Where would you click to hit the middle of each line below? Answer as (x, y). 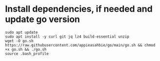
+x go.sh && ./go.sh (26, 49)
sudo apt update (21, 32)
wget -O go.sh (19, 41)
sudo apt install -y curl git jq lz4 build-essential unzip (67, 37)
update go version (43, 19)
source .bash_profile (27, 54)
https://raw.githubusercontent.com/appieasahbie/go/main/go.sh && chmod (80, 45)
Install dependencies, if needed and (79, 9)
